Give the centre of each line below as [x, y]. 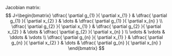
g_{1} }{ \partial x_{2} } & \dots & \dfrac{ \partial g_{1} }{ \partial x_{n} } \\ [86, 21]
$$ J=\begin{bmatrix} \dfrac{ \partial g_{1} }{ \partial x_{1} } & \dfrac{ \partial [86, 15]
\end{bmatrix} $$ [86, 48]
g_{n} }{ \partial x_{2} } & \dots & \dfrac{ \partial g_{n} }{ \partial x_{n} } [86, 43]
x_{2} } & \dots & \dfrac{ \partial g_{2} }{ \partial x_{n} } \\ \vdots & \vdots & [86, 32]
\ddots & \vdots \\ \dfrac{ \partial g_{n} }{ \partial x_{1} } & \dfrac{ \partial [86, 37]
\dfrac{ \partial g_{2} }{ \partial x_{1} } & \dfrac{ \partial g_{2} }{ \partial [86, 26]
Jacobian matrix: [23, 7]
